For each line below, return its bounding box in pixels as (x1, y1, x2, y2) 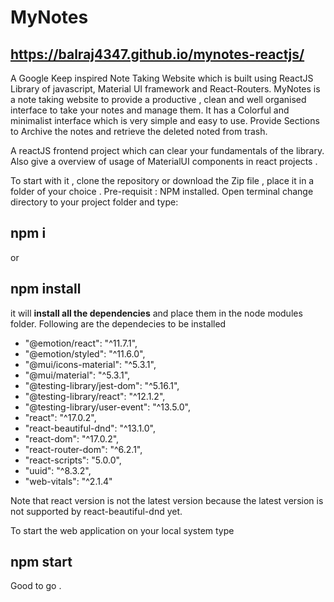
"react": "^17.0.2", (24, 411, 97, 423)
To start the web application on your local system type (10, 524, 235, 536)
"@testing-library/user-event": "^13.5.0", (24, 401, 191, 413)
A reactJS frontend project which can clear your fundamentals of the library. (10, 145, 325, 156)
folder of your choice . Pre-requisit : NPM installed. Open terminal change (10, 186, 314, 197)
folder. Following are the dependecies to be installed (10, 317, 227, 330)
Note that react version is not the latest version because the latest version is (10, 494, 324, 506)
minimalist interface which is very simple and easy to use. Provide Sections (10, 115, 320, 126)
